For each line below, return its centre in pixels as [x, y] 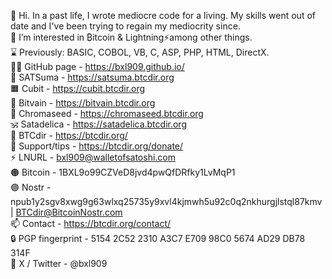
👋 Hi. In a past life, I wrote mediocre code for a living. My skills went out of [163, 15]
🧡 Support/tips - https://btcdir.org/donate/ [97, 146]
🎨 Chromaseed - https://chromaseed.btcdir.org [107, 113]
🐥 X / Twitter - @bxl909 [59, 263]
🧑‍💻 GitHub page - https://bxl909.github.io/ [97, 66]
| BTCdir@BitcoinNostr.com [66, 212]
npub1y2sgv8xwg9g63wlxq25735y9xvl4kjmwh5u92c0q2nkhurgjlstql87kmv [166, 201]
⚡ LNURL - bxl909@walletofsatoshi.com [93, 157]
